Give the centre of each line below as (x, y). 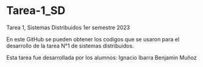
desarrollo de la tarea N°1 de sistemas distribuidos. (70, 46)
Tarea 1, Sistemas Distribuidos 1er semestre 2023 (68, 27)
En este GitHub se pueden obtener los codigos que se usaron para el (93, 39)
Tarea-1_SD (36, 11)
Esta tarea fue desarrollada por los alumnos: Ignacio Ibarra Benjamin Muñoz (101, 57)
